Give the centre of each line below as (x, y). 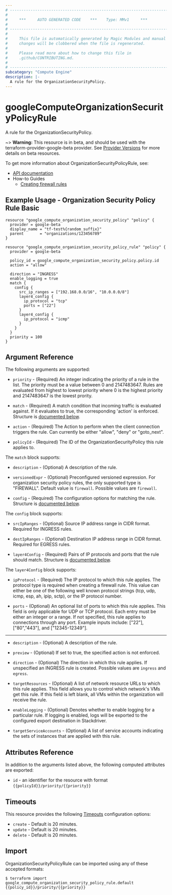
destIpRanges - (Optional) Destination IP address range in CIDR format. (87, 539)
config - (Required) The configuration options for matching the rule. (84, 498)
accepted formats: (25, 869)
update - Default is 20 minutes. (45, 829)
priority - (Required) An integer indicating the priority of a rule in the (86, 379)
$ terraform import (26, 878)
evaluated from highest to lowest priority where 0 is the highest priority (88, 390)
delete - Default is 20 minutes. (45, 835)
